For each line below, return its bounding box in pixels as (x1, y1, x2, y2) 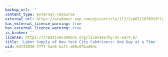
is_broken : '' (5, 30, 35, 35)
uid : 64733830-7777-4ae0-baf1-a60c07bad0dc (5, 44, 97, 49)
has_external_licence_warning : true (5, 21, 81, 26)
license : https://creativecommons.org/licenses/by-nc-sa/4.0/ (5, 35, 137, 40)
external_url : (5, 16, 35, 21)
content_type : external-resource (5, 12, 75, 17)
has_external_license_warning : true (5, 26, 81, 31)
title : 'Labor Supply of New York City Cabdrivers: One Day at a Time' (5, 40, 157, 45)
